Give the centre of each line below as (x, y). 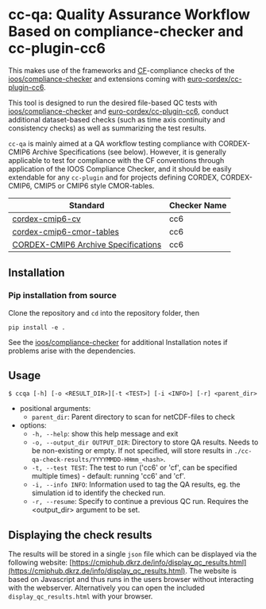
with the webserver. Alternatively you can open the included (106, 588)
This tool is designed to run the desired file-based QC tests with (113, 103)
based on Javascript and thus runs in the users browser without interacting (131, 580)
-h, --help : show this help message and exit (105, 434)
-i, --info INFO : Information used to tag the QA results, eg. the (136, 485)
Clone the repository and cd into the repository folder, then (104, 312)
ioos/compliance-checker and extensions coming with (97, 79)
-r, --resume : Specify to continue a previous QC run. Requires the (140, 502)
